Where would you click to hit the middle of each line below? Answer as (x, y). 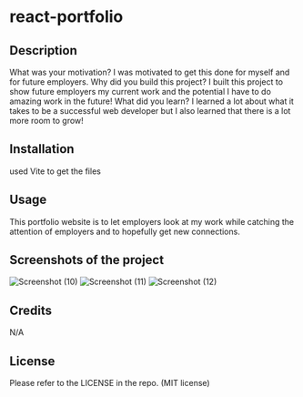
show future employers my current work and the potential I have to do (140, 92)
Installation (42, 149)
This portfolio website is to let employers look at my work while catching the (151, 221)
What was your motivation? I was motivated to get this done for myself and (150, 72)
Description (43, 51)
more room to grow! (46, 121)
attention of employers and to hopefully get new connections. (125, 231)
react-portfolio (66, 17)
